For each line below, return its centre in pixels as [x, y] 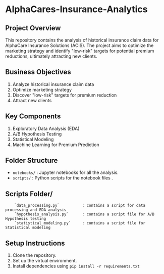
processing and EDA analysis [36, 210]
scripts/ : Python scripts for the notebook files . [63, 178]
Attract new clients [32, 100]
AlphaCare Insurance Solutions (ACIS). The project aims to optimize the [79, 45]
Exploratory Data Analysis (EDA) [46, 128]
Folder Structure [32, 161]
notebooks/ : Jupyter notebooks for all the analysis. [65, 172]
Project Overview [33, 28]
